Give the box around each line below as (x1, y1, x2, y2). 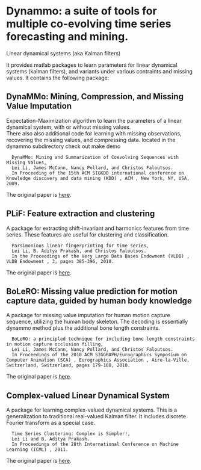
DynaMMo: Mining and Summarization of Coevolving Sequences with (11, 154, 179, 160)
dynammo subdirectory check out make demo (6, 143, 121, 150)
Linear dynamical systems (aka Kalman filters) (6, 49, 121, 57)
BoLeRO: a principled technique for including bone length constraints (11, 336, 196, 342)
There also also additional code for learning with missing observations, (6, 129, 182, 137)
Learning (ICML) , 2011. (6, 447, 69, 453)
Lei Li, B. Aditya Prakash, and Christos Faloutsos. (11, 248, 147, 254)
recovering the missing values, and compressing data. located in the (6, 136, 176, 143)
